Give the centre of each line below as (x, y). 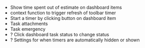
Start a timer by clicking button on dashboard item (63, 18)
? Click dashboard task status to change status (59, 34)
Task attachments (29, 23)
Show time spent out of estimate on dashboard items (66, 7)
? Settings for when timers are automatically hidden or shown (75, 40)
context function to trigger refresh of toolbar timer (63, 13)
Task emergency (28, 29)
